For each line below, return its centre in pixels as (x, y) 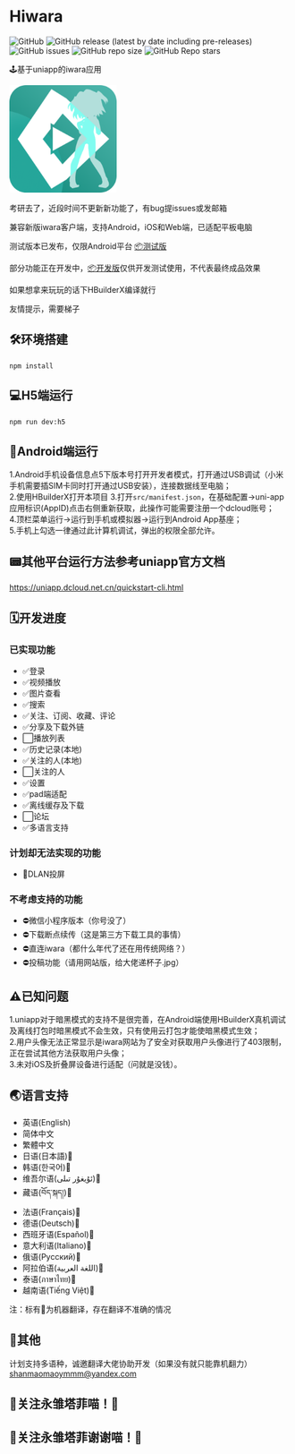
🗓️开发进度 (38, 618)
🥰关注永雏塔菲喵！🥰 (64, 1404)
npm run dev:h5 (38, 422)
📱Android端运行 (54, 451)
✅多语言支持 (45, 827)
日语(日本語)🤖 (47, 1156)
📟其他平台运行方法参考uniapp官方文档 (118, 561)
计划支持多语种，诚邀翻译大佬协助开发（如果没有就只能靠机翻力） (131, 1364)
